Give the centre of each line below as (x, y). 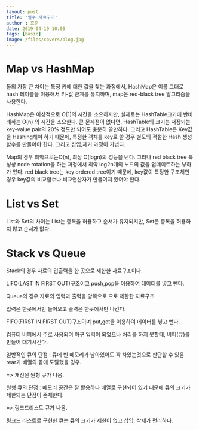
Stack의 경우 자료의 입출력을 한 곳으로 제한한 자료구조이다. (75, 271)
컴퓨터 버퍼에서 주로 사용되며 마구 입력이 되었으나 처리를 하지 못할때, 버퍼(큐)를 (98, 334)
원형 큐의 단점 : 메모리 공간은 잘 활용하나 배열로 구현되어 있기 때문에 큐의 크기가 (99, 387)
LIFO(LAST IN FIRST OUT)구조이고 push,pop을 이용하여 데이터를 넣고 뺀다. (95, 283)
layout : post (22, 12)
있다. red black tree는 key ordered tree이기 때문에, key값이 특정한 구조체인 (101, 172)
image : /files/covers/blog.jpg (45, 40)
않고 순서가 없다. (31, 229)
